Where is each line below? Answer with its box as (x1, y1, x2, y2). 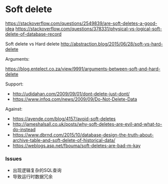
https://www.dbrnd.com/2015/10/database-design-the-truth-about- (12, 131, 154, 137)
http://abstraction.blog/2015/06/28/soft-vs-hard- (60, 40, 163, 47)
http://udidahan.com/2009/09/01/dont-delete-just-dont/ (12, 90, 130, 97)
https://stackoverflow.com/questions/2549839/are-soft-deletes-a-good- (5, 20, 158, 26)
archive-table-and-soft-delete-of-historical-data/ (12, 137, 115, 143)
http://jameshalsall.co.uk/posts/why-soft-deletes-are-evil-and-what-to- (12, 121, 162, 127)
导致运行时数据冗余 (12, 173, 53, 180)
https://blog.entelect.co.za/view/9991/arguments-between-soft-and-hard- (5, 66, 161, 72)
